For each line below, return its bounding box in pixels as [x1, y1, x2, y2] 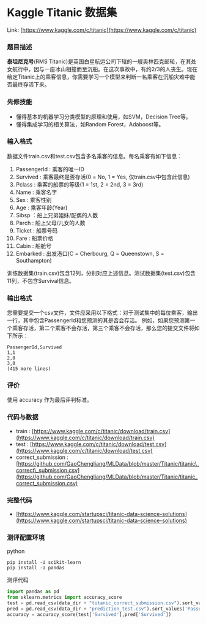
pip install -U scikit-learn [7, 560, 81, 566]
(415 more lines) [7, 366, 51, 372]
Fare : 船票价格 [15, 234, 54, 242]
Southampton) [15, 256, 53, 264]
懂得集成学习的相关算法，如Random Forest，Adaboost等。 [15, 120, 164, 128]
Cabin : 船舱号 [15, 242, 52, 249]
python [7, 547, 25, 555]
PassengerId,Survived [7, 344, 62, 350]
